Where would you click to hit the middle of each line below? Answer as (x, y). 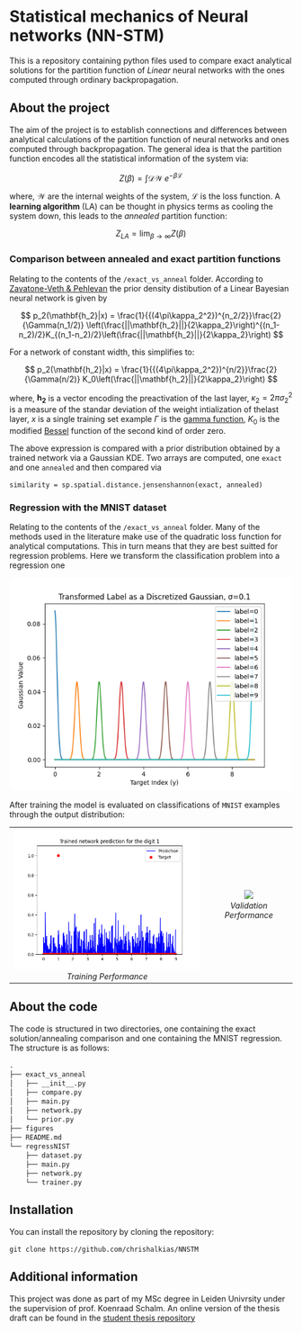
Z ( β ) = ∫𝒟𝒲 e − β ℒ (151, 177)
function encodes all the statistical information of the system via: (129, 158)
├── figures (31, 1128)
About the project (60, 108)
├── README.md (36, 1137)
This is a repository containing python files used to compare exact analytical (151, 60)
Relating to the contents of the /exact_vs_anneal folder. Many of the (135, 527)
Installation (41, 1210)
